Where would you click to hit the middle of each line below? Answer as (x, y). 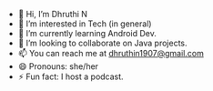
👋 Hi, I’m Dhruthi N (53, 14)
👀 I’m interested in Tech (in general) (85, 24)
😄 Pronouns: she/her (58, 66)
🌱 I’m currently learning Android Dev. (87, 33)
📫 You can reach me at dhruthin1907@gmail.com (111, 53)
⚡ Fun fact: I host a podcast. (71, 76)
